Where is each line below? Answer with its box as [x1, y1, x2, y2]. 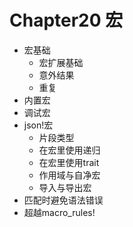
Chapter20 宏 [9, 9, 124, 32]
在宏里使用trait [38, 156, 100, 168]
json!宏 [23, 119, 54, 131]
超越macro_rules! [23, 206, 96, 218]
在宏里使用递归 [38, 144, 101, 156]
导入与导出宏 [38, 181, 92, 193]
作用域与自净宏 [38, 169, 101, 181]
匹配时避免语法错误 [23, 194, 104, 206]
